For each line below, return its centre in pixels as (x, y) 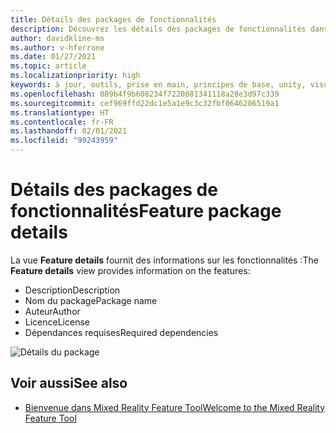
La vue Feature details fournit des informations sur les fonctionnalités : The (164, 260)
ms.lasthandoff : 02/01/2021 (69, 131)
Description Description (72, 290)
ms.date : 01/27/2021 (53, 57)
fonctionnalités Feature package (146, 211)
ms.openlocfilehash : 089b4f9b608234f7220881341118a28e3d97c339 (145, 94)
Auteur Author (52, 311)
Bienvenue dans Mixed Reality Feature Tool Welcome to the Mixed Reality (175, 407)
